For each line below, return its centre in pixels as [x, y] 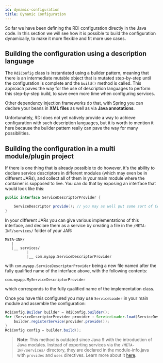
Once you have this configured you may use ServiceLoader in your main [77, 298]
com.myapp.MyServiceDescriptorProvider [45, 280]
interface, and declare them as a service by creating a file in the [69, 225]
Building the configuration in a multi [60, 148]
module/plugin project [40, 156]
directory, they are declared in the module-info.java [98, 350]
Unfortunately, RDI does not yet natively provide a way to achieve [70, 118]
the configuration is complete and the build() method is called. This [73, 83]
